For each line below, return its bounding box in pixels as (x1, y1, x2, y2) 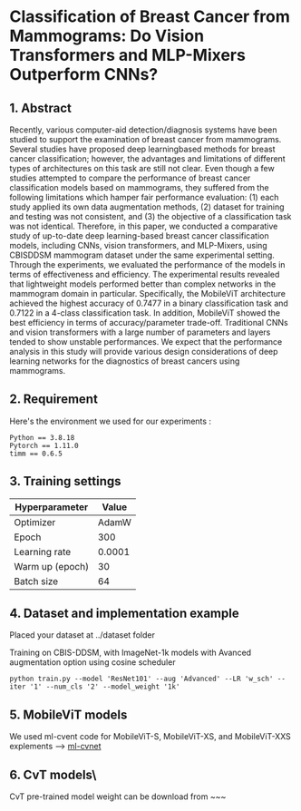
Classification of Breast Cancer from (9, 6, 290, 27)
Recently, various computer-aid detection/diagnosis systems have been (9, 124, 277, 135)
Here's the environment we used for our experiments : (9, 415, 211, 426)
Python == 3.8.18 (9, 433, 75, 442)
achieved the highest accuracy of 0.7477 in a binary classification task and (9, 298, 288, 308)
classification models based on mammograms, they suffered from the (9, 182, 269, 192)
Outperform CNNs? (9, 64, 159, 85)
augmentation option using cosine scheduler (9, 657, 176, 668)
